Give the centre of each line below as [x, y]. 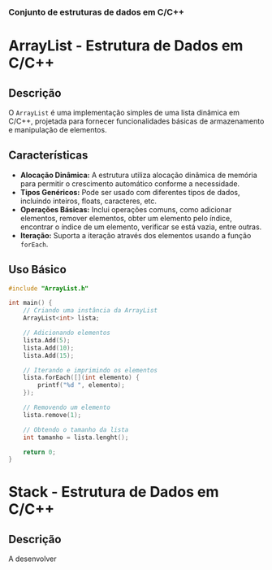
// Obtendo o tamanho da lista [76, 429]
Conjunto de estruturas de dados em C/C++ [97, 12]
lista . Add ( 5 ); [47, 340]
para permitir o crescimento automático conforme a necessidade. [130, 183]
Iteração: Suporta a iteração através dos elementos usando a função [136, 235]
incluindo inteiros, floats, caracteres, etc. [88, 201]
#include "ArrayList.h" [49, 288]
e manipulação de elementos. [58, 129]
